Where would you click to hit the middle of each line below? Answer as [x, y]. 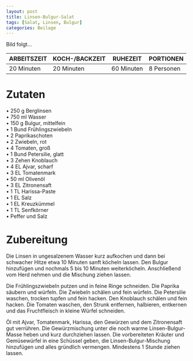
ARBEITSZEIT [28, 59]
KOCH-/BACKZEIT [79, 59]
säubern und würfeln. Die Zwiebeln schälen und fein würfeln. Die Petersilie [96, 292]
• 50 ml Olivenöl [25, 179]
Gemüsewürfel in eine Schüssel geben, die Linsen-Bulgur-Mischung [88, 341]
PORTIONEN [166, 59]
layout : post [22, 11]
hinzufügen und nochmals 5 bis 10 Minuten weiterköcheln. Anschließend [94, 269]
